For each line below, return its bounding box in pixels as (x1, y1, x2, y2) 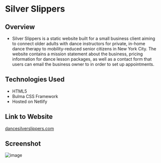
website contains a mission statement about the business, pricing (12, 51, 143, 57)
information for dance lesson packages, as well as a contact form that (12, 56, 152, 62)
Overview (5, 23, 35, 31)
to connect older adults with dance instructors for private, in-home (12, 41, 145, 47)
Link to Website (5, 113, 53, 121)
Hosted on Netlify (12, 98, 48, 104)
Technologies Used (5, 75, 64, 83)
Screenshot (5, 140, 41, 148)
